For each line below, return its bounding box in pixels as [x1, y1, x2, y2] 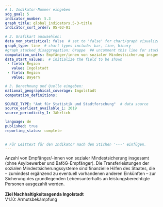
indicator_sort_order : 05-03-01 [5, 25, 70, 30]
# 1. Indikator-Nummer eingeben [5, 7, 70, 12]
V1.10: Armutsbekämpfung [5, 196, 57, 202]
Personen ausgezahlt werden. [5, 181, 65, 187]
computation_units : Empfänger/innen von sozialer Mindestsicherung [5, 52, 145, 57]
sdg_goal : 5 [5, 12, 29, 17]
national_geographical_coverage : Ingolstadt [5, 88, 97, 93]
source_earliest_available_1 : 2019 [5, 106, 77, 111]
